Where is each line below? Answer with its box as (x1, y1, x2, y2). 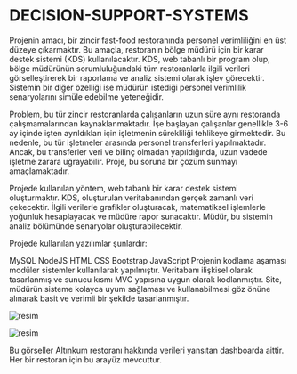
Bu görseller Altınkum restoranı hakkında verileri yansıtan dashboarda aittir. (9, 345, 285, 355)
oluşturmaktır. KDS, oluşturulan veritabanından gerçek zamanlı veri (9, 192, 253, 203)
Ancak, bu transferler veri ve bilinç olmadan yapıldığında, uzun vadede (9, 146, 268, 157)
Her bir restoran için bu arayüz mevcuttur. (9, 354, 162, 365)
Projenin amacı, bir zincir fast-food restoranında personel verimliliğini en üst (9, 35, 287, 45)
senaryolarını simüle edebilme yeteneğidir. (9, 91, 165, 102)
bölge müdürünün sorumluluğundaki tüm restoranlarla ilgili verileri (9, 63, 251, 74)
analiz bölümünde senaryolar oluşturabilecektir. (9, 220, 183, 232)
